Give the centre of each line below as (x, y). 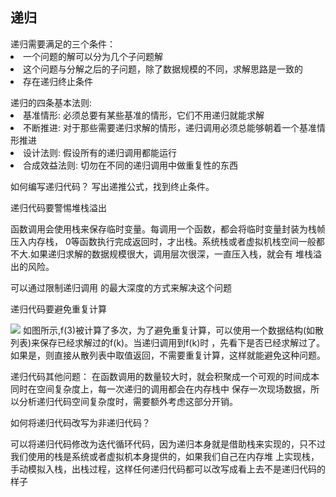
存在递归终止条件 (58, 81)
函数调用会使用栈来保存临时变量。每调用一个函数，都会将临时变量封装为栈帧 (168, 229)
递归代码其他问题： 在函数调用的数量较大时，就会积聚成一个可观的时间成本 (165, 376)
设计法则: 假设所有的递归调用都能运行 (100, 152)
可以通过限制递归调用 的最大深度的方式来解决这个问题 (121, 287)
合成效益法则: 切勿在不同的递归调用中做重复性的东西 (130, 165)
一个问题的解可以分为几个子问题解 (93, 56)
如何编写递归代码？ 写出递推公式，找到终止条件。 (112, 186)
